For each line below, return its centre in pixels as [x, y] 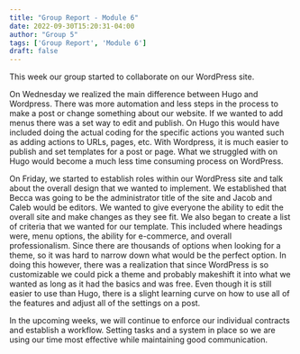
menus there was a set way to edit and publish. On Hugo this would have [145, 123]
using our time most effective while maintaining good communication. [139, 340]
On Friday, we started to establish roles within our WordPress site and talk [146, 179]
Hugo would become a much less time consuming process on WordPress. [146, 161]
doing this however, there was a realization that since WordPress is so [139, 265]
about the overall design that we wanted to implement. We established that [148, 188]
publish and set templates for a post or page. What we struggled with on [143, 152]
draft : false [34, 51]
